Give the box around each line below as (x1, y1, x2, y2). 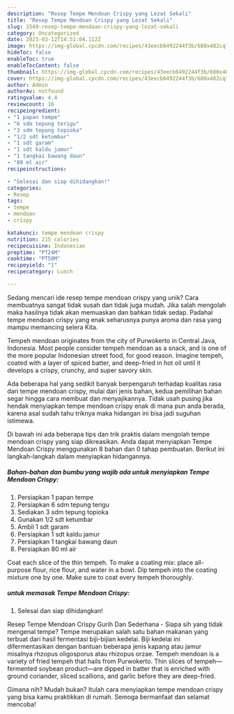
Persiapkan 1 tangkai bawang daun (17, 537, 118, 546)
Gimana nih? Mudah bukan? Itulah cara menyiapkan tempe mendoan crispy (7, 685, 224, 693)
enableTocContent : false (7, 62, 79, 69)
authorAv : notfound (7, 88, 64, 95)
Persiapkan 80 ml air (17, 544, 77, 553)
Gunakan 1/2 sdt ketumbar (17, 515, 93, 523)
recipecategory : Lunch (7, 269, 73, 276)
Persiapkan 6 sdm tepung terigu (17, 500, 110, 509)
